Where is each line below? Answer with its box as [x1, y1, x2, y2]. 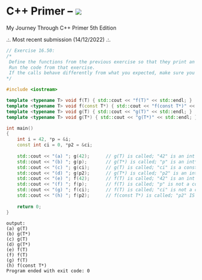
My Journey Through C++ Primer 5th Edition [6, 24, 117, 31]
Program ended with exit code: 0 [6, 267, 90, 274]
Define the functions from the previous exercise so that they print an [8, 59, 195, 65]
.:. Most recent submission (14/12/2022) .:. [6, 36, 111, 43]
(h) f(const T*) [6, 262, 47, 269]
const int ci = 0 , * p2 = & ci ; [17, 142, 93, 148]
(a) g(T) [6, 225, 28, 232]
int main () [6, 125, 34, 131]
